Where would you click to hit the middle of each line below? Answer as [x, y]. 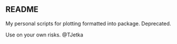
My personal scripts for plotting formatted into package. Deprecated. [88, 23]
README [22, 10]
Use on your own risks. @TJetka [44, 35]
